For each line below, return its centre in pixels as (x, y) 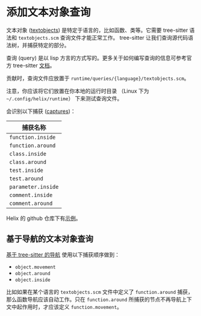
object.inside (32, 280)
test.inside (26, 170)
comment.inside (31, 195)
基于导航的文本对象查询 (50, 239)
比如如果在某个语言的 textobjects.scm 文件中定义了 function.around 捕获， (100, 291)
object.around (32, 273)
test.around (26, 178)
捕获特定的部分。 (48, 45)
